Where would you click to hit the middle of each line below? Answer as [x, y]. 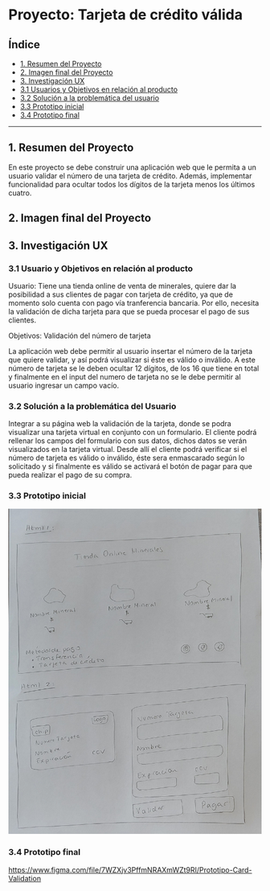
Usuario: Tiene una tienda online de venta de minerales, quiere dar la [123, 285]
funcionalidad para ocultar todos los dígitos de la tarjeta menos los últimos [132, 184]
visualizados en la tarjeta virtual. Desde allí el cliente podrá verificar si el [128, 450]
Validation [25, 878]
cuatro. [20, 193]
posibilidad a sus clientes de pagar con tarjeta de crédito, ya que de [121, 294]
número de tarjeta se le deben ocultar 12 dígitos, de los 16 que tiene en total [134, 368]
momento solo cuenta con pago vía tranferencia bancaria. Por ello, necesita [134, 302]
